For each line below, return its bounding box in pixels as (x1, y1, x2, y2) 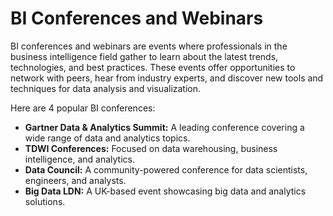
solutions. (24, 195, 66, 207)
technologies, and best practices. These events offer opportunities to (10, 61, 296, 73)
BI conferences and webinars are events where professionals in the (10, 40, 288, 52)
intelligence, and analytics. (24, 153, 135, 165)
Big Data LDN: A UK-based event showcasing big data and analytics (24, 185, 307, 197)
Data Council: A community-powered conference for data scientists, (24, 163, 308, 176)
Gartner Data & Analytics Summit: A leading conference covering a (24, 121, 305, 133)
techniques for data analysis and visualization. (10, 82, 202, 94)
